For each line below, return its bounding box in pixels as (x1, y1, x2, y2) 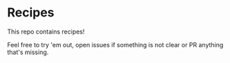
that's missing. (7, 48, 49, 56)
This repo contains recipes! (7, 27, 85, 36)
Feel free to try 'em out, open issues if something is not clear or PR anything (7, 40, 224, 49)
